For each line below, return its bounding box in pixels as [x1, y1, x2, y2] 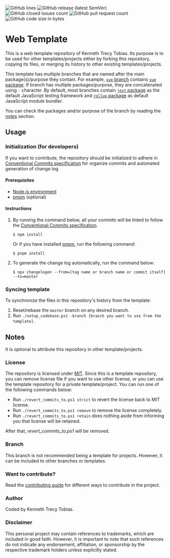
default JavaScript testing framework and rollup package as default [5, 92, 149, 99]
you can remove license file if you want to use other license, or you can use [5, 376, 164, 382]
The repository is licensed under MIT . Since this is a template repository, [5, 370, 157, 376]
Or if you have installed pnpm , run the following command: [12, 241, 136, 247]
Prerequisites [5, 177, 35, 183]
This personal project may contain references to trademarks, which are [5, 531, 154, 537]
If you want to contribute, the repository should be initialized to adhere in [5, 155, 158, 161]
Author [5, 494, 23, 502]
